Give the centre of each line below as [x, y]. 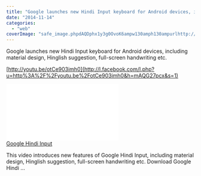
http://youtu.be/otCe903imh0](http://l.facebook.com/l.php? [81, 69]
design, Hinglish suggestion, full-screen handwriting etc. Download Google [99, 162]
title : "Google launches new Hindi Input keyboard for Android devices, [99, 12]
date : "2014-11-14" [31, 17]
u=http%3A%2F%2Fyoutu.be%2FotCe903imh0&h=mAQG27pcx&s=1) [92, 76]
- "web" [21, 29]
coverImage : [21, 34]
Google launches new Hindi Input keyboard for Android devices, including [97, 51]
